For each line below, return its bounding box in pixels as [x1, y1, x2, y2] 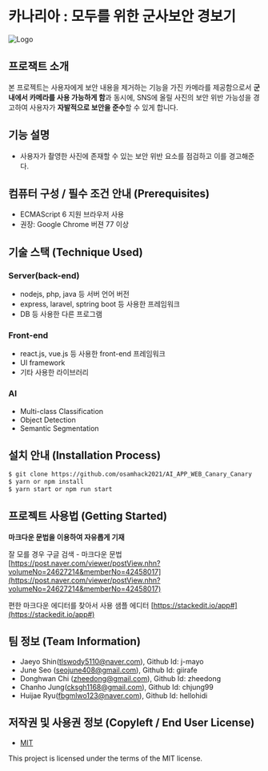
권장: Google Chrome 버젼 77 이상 [19, 220, 130, 229]
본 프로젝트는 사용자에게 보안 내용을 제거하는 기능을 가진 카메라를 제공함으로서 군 [8, 82, 261, 92]
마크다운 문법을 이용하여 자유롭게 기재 [8, 532, 126, 542]
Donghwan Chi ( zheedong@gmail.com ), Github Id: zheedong [19, 673, 222, 683]
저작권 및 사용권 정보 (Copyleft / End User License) [8, 716, 255, 730]
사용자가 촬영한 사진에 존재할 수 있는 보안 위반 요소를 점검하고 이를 [19, 151, 227, 160]
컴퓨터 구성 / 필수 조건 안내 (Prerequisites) [8, 186, 210, 201]
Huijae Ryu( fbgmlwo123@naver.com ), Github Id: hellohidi [19, 691, 208, 700]
